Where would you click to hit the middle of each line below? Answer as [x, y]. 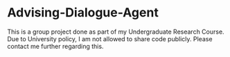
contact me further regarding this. [55, 46]
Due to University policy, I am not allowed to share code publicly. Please [110, 38]
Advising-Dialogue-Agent [83, 13]
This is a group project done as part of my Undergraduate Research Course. [116, 32]
